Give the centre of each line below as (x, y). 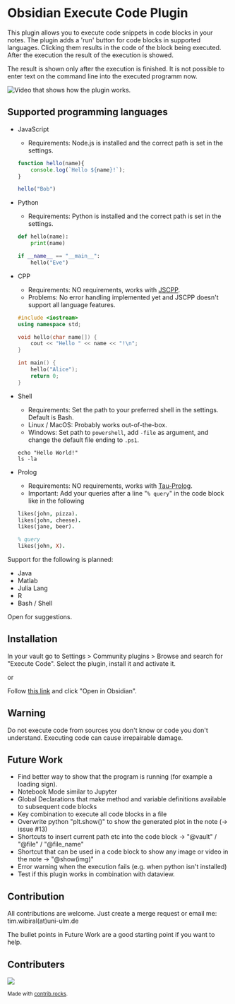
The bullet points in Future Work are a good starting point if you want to (111, 935)
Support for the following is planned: (60, 560)
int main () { (37, 363)
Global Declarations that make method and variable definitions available (122, 799)
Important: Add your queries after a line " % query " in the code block (126, 493)
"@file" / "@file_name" (51, 844)
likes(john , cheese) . (49, 520)
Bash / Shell (35, 603)
